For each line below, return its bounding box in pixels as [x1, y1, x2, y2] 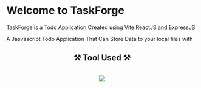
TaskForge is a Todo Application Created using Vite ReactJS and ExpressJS [6, 24, 196, 31]
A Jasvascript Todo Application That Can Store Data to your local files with [6, 35, 193, 42]
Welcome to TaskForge [6, 4, 124, 17]
